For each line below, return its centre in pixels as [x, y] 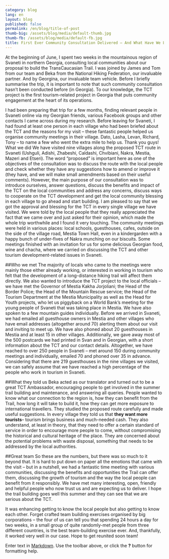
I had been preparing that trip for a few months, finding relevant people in [81, 110]
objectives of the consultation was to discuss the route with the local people [84, 164]
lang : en [14, 15]
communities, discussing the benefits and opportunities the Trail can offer [82, 472]
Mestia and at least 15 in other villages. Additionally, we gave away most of [82, 335]
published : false [23, 24]
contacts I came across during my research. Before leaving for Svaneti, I [80, 121]
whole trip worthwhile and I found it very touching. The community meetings [84, 222]
